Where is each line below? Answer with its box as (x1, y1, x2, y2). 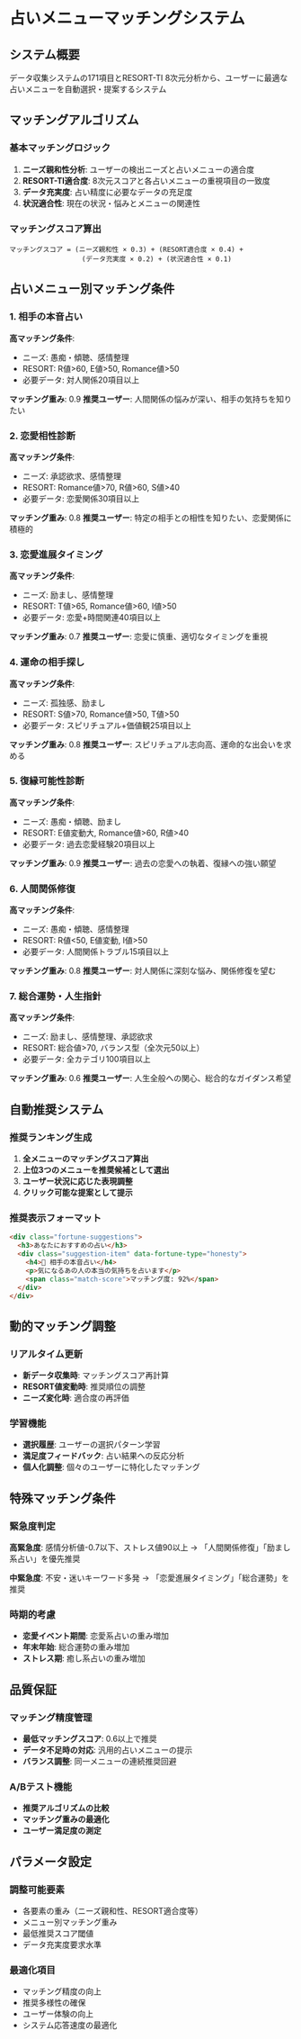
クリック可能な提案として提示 (22, 1187, 133, 1198)
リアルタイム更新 (9, 1348, 84, 1360)
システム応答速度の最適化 (22, 2020, 118, 2031)
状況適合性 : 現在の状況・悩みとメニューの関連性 (22, 197, 200, 208)
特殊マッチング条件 (9, 1491, 116, 1506)
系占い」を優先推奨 (9, 1554, 81, 1565)
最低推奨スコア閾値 (22, 1928, 94, 1939)
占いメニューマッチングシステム (9, 8, 245, 29)
